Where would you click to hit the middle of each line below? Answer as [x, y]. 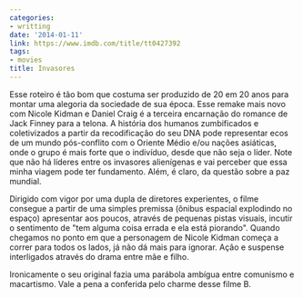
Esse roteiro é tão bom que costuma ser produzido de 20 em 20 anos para [149, 94]
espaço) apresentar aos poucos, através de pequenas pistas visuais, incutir [151, 218]
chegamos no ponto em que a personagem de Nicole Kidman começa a [144, 237]
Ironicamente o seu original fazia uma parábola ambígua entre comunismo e [152, 274]
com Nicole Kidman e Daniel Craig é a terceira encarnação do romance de [149, 114]
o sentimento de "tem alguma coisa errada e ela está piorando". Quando [145, 227]
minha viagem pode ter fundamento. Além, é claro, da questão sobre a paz [150, 171]
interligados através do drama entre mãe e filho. [99, 256]
